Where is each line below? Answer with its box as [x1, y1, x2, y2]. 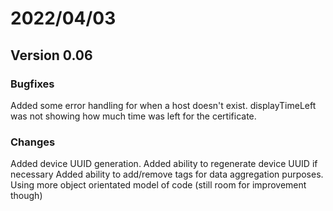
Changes [10, 135, 56, 149]
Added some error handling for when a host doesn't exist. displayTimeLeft [10, 99, 317, 111]
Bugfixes [10, 77, 55, 91]
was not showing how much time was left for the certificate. [10, 110, 257, 122]
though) [10, 190, 43, 202]
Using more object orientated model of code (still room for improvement [10, 179, 307, 191]
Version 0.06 [10, 47, 93, 64]
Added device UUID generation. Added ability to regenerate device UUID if [10, 158, 318, 170]
